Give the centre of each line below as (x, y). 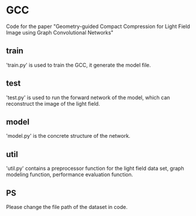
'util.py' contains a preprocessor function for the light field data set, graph (95, 168)
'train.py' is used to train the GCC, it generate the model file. (78, 65)
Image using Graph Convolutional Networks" (60, 32)
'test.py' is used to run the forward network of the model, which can (88, 97)
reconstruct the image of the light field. (53, 103)
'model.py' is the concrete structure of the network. (68, 136)
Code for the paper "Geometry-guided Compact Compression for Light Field (98, 26)
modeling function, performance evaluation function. (70, 175)
